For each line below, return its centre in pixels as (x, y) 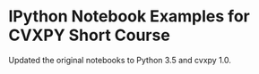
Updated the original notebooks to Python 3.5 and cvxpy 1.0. (120, 60)
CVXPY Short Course (90, 35)
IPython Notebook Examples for (129, 16)
